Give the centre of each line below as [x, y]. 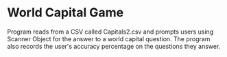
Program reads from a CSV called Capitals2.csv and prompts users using [110, 32]
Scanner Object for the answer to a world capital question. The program [109, 38]
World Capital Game [65, 13]
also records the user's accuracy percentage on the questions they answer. [114, 46]
